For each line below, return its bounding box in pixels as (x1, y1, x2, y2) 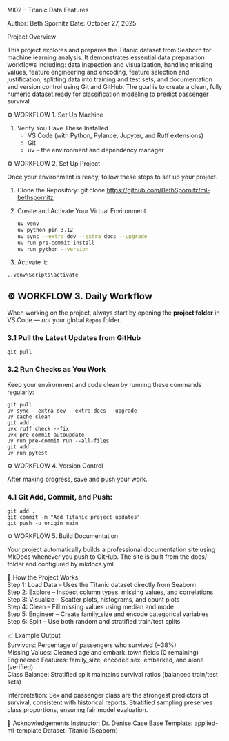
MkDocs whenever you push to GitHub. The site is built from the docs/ (7, 553, 208, 561)
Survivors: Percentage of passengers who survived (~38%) (7, 641, 177, 649)
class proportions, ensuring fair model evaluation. (7, 706, 148, 714)
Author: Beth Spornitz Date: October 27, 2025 (7, 19, 137, 27)
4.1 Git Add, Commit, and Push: (7, 492, 113, 502)
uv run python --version (17, 246, 89, 253)
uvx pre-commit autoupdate (7, 431, 85, 438)
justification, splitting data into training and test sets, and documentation (7, 75, 212, 83)
